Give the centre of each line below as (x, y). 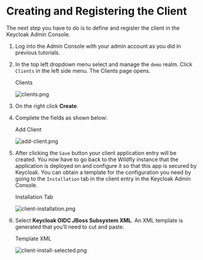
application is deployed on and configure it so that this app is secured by (106, 165)
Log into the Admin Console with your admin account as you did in (98, 46)
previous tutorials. (38, 52)
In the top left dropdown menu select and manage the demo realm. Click (104, 64)
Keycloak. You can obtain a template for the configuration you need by (103, 172)
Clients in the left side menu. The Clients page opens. (83, 70)
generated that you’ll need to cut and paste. (70, 227)
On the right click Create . (47, 106)
